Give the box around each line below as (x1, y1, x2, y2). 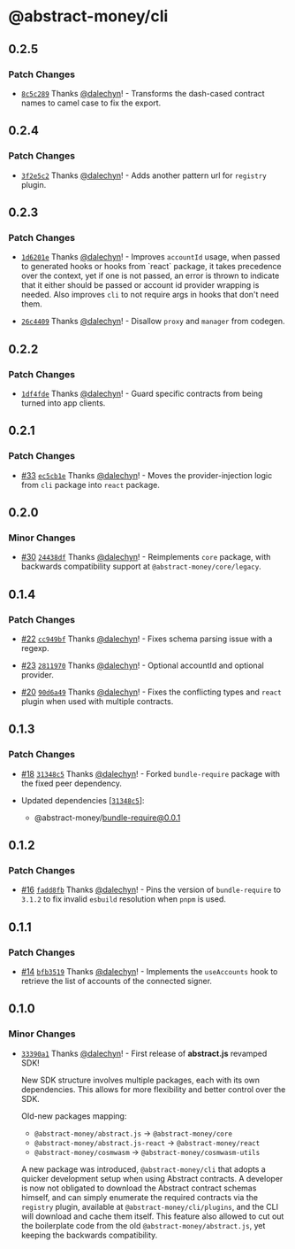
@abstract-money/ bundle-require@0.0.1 (34, 812, 181, 823)
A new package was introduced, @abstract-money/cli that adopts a (20, 1163, 266, 1175)
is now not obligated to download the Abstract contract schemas (20, 1183, 257, 1193)
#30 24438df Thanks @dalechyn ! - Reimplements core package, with (20, 552, 271, 562)
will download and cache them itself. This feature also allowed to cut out (20, 1211, 284, 1222)
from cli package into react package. (20, 479, 160, 490)
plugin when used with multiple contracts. (20, 696, 174, 706)
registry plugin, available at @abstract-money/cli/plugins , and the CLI (20, 1201, 279, 1212)
